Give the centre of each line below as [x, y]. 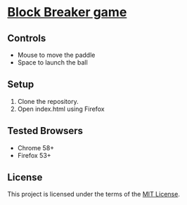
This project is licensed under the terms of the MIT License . [94, 194]
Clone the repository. [48, 101]
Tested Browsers [45, 131]
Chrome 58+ [36, 147]
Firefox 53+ [34, 155]
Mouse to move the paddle [56, 55]
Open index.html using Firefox [61, 109]
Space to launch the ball [52, 62]
